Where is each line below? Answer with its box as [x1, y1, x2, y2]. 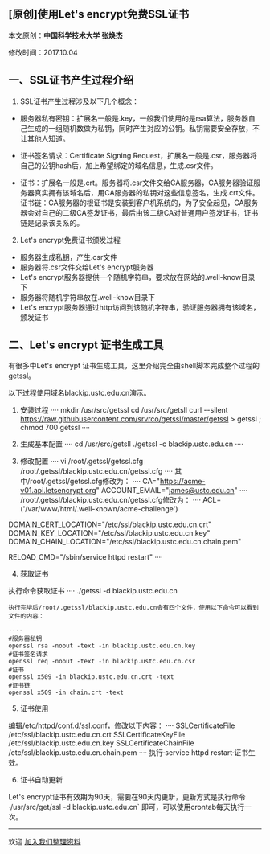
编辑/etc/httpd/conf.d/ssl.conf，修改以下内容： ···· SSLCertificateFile [8, 721, 235, 730]
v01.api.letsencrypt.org [19, 486, 96, 495]
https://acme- [159, 477, 206, 487]
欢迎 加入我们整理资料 [8, 837, 81, 847]
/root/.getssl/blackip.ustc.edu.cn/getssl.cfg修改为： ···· [19, 495, 202, 505]
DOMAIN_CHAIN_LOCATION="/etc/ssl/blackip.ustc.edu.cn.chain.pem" [8, 537, 242, 547]
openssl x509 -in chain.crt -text [8, 688, 125, 697]
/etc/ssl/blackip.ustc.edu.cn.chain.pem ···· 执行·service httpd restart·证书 [8, 748, 249, 758]
